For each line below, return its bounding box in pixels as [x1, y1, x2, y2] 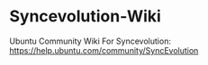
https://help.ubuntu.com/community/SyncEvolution [9, 45, 199, 55]
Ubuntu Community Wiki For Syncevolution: [9, 36, 171, 46]
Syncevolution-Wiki [9, 6, 162, 27]
